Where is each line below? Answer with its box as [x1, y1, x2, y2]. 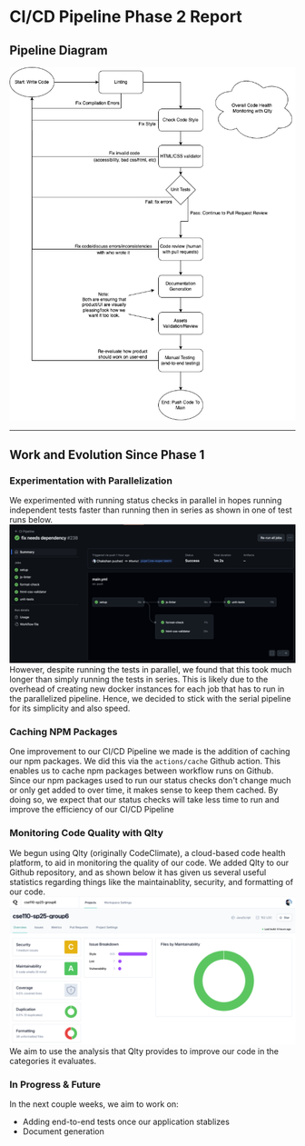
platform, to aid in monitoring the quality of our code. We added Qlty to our [9, 857, 289, 868]
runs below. [9, 514, 53, 524]
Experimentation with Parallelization [9, 474, 172, 487]
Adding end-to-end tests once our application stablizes [22, 1116, 230, 1127]
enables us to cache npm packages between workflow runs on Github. [9, 765, 274, 776]
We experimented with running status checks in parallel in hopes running [9, 495, 282, 505]
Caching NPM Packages [9, 725, 118, 738]
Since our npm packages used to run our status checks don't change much [9, 775, 292, 786]
